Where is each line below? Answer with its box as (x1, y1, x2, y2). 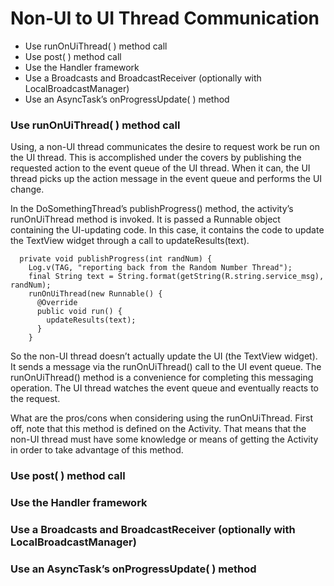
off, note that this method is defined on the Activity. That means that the (10, 423, 307, 435)
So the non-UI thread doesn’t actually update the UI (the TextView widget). (10, 350, 318, 362)
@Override (36, 298, 78, 308)
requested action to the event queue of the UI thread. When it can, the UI (10, 162, 311, 174)
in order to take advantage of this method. (10, 444, 184, 456)
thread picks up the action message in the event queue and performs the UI (10, 173, 323, 185)
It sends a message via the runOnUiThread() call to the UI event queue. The (10, 361, 322, 373)
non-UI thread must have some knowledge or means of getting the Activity (10, 433, 319, 446)
